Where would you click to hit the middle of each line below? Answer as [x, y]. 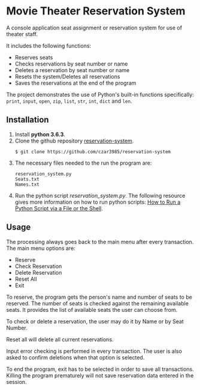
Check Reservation [38, 266]
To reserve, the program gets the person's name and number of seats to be [99, 297]
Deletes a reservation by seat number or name [72, 70]
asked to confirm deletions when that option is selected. [75, 357]
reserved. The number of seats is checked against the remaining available [97, 303]
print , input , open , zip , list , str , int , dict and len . [69, 101]
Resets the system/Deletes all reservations [67, 76]
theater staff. [22, 34]
